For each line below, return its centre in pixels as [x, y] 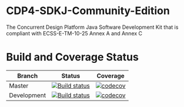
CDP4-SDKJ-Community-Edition [88, 11]
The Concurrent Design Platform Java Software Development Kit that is [92, 27]
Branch [28, 76]
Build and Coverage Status [73, 57]
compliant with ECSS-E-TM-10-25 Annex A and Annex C [74, 33]
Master [19, 85]
